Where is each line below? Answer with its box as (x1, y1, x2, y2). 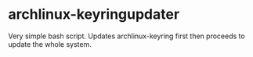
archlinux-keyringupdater (8, 5, 180, 23)
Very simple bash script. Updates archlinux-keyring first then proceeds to (8, 31, 245, 41)
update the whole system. (8, 39, 92, 48)
